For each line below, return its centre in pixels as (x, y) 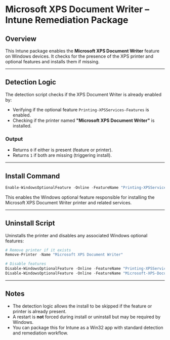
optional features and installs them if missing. (52, 61)
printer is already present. (39, 311)
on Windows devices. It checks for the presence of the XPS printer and (79, 56)
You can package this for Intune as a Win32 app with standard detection (88, 327)
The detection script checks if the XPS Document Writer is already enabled (83, 94)
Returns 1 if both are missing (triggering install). (62, 155)
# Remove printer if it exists (38, 250)
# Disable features (26, 264)
